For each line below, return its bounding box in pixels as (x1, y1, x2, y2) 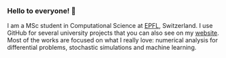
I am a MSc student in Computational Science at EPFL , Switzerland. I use (7, 22, 213, 30)
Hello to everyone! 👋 (7, 6, 76, 16)
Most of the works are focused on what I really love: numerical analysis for (7, 36, 218, 44)
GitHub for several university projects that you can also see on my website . (7, 29, 220, 37)
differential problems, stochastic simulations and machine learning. (7, 44, 197, 52)
